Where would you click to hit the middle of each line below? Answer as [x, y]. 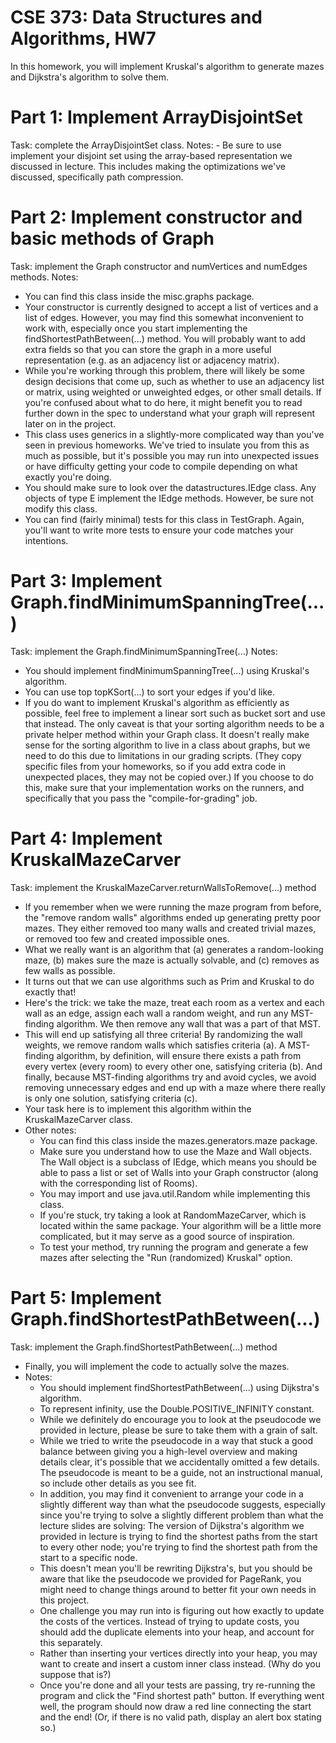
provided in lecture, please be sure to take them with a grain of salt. [178, 1430]
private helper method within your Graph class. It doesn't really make [167, 734]
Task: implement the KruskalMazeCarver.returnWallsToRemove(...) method [163, 887]
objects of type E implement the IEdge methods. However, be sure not [169, 498]
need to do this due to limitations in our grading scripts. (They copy [163, 755]
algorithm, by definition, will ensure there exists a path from [179, 1055]
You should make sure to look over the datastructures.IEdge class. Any [170, 487]
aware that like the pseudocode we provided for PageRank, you [170, 1578]
